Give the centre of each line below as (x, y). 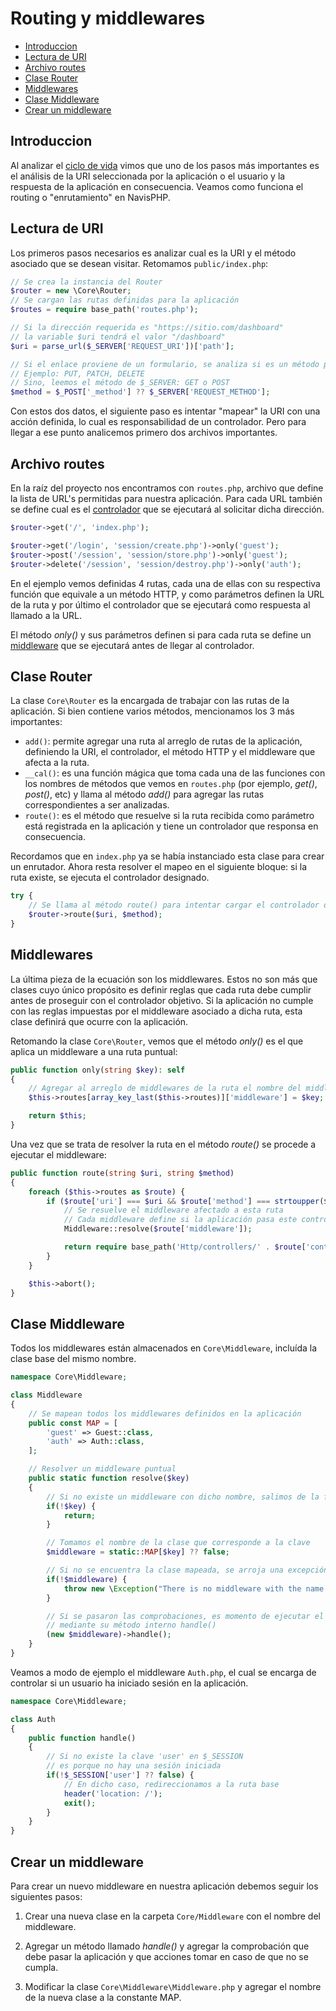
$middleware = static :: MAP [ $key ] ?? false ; (138, 1552)
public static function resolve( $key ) (109, 1478)
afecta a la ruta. (57, 763)
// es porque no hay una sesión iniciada (134, 1766)
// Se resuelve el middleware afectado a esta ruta (173, 1210)
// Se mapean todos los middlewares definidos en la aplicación (165, 1413)
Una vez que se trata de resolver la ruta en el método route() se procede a (163, 1144)
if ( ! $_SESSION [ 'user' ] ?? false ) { (120, 1775)
